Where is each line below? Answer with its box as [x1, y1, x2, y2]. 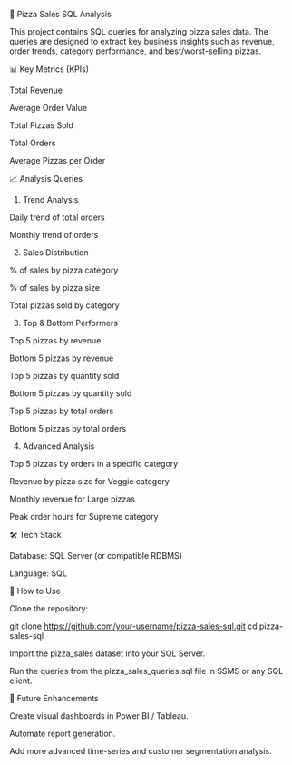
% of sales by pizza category [9, 264, 119, 275]
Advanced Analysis [22, 441, 95, 452]
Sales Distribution [22, 247, 89, 258]
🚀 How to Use [9, 586, 61, 596]
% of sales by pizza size [9, 283, 101, 293]
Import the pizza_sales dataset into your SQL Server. [9, 648, 206, 659]
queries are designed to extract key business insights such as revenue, [9, 36, 275, 46]
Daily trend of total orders [9, 212, 106, 223]
